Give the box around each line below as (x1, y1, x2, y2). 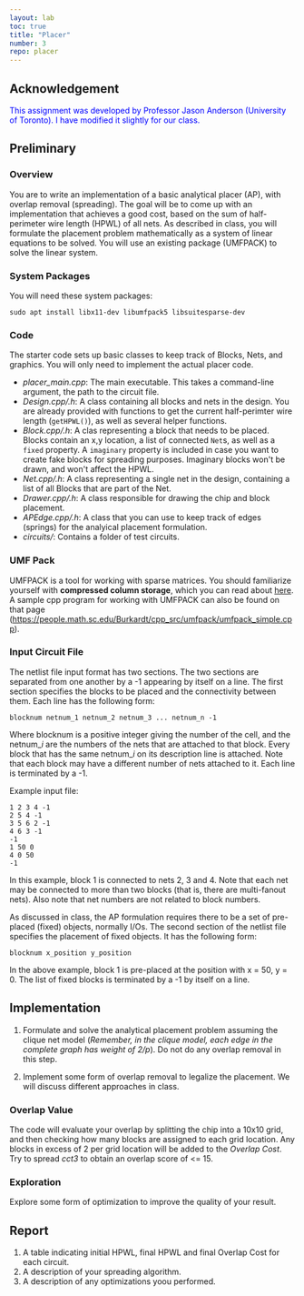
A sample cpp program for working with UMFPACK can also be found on (9, 594, 279, 605)
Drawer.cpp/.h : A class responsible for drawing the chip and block (22, 493, 270, 504)
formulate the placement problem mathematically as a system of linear (9, 227, 273, 238)
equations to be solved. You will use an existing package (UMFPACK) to (9, 237, 278, 248)
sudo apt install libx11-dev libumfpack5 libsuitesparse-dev (9, 307, 246, 316)
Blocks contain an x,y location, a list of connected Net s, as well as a (22, 435, 275, 446)
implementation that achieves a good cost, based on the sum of (9, 208, 248, 219)
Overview (9, 168, 54, 181)
